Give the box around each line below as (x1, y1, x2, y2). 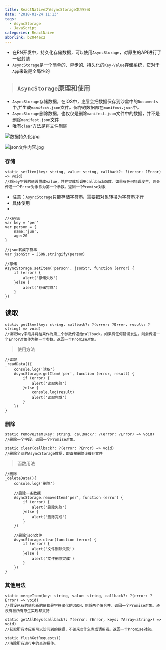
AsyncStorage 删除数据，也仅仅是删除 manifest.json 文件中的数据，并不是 (12, 110, 160, 116)
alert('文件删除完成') (31, 556, 75, 561)
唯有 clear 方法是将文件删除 (12, 123, 68, 129)
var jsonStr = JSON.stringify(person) (5, 252, 85, 257)
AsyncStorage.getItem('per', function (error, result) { (14, 371, 135, 376)
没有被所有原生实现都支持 (5, 608, 50, 614)
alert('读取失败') (31, 381, 67, 386)
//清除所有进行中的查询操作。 (5, 641, 58, 646)
